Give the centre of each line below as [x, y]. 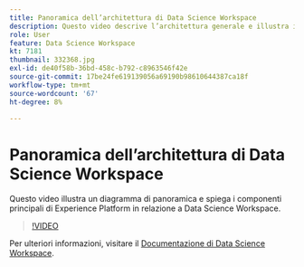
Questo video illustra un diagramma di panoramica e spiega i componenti [146, 199]
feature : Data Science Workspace [72, 43]
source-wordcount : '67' [54, 93]
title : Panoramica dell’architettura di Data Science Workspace [133, 18]
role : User [30, 34]
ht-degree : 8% [36, 102]
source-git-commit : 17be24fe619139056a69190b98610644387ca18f [129, 77]
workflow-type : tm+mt [50, 85]
